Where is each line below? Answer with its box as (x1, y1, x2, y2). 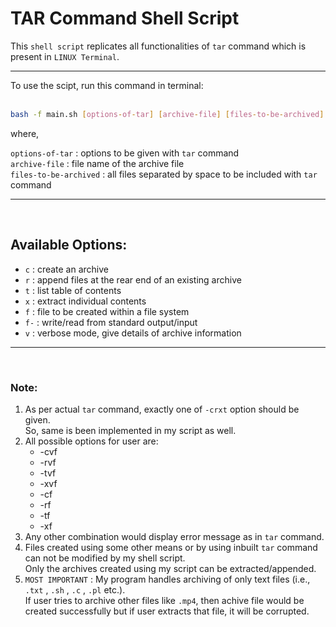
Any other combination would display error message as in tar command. (24, 530, 325, 542)
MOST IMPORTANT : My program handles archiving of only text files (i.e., (24, 573, 311, 585)
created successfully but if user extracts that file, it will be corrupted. (24, 605, 310, 617)
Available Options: (10, 237, 128, 254)
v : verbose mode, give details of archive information (24, 327, 242, 339)
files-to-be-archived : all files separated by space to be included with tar (10, 168, 318, 180)
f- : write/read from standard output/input (24, 316, 198, 328)
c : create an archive (24, 263, 110, 275)
